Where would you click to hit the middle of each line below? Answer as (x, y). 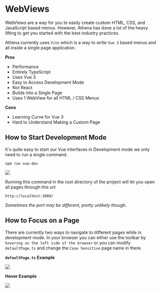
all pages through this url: (31, 187)
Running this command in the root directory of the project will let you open (80, 182)
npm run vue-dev (22, 163)
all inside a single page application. (40, 48)
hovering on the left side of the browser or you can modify (68, 243)
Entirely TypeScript (31, 72)
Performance (25, 67)
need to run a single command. (36, 154)
